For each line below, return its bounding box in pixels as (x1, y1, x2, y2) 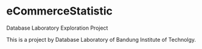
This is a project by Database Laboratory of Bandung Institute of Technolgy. (6, 36, 197, 43)
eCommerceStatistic (6, 4, 113, 18)
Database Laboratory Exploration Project (6, 24, 108, 31)
